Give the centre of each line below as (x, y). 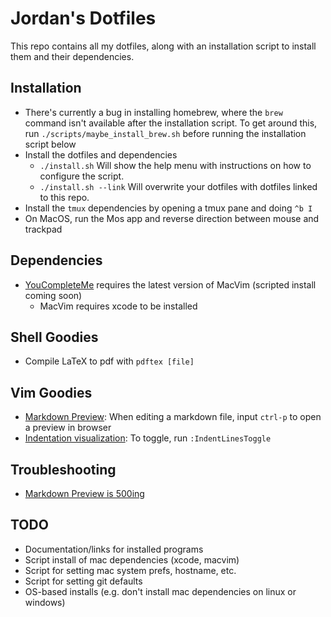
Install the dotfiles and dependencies (101, 154)
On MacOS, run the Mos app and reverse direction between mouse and (172, 218)
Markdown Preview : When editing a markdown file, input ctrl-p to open (173, 417)
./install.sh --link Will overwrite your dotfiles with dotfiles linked (178, 186)
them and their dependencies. (72, 56)
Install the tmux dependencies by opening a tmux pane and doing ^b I (168, 208)
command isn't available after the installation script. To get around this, (171, 123)
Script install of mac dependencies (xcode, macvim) (132, 559)
